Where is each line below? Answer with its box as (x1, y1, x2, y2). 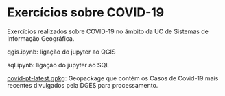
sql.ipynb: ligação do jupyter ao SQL (7, 61, 110, 69)
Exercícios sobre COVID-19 (7, 5, 165, 20)
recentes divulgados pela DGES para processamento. (7, 81, 158, 89)
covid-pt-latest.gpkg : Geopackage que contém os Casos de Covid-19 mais (7, 74, 219, 82)
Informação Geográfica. (7, 34, 75, 42)
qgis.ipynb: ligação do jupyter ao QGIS (7, 48, 116, 56)
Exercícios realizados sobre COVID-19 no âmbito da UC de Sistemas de (7, 27, 209, 35)
